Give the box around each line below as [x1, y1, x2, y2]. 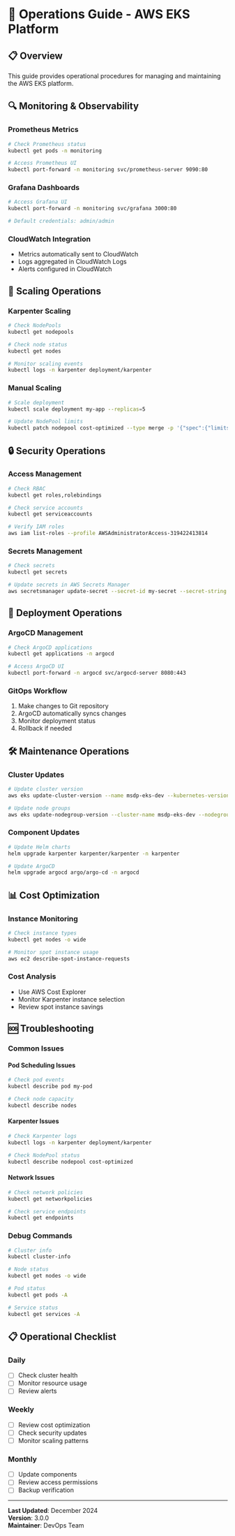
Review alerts [17, 1387, 57, 1396]
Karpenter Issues [8, 1117, 59, 1125]
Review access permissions [17, 1478, 98, 1486]
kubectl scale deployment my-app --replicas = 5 [8, 405, 146, 413]
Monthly [8, 1454, 38, 1464]
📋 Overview [8, 50, 63, 61]
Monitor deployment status [17, 717, 96, 725]
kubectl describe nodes [8, 1102, 77, 1109]
